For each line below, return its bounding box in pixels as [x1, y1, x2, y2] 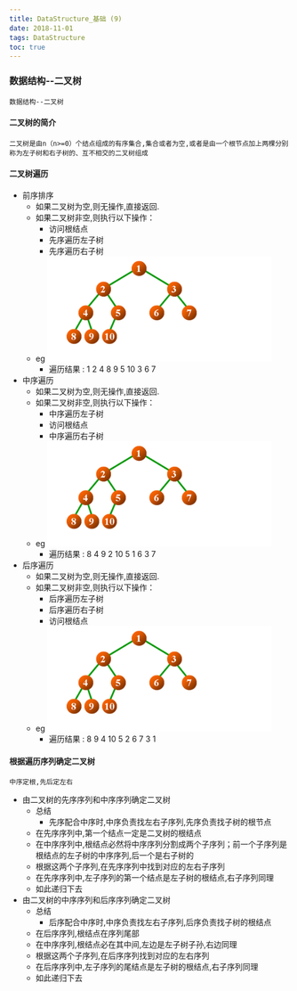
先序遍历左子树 [48, 234, 104, 245]
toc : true [9, 43, 46, 52]
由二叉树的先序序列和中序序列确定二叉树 [21, 794, 171, 806]
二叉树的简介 [9, 117, 56, 128]
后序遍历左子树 [48, 593, 104, 603]
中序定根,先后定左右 [9, 778, 74, 787]
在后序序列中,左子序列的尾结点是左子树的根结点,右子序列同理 [35, 962, 259, 972]
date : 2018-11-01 [9, 23, 74, 33]
